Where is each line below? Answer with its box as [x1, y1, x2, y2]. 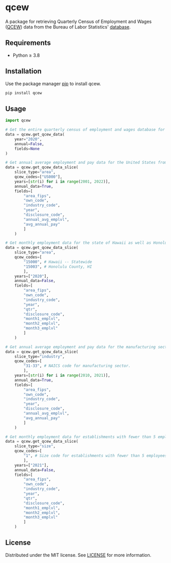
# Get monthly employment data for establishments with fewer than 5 [5, 434, 156, 440]
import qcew [5, 118, 31, 123]
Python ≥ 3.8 [12, 52, 40, 58]
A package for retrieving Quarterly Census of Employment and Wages [5, 18, 152, 24]
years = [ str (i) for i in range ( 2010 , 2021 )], [14, 373, 110, 378]
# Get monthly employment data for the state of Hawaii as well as [5, 240, 152, 246]
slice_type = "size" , [14, 444, 56, 449]
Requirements [5, 39, 51, 47]
